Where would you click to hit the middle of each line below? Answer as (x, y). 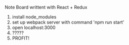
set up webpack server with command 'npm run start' (68, 22)
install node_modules (34, 17)
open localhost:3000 (34, 27)
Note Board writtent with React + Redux (46, 7)
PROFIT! (21, 38)
